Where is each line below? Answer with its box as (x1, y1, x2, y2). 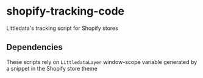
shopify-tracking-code (6, 4, 125, 18)
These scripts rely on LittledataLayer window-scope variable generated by (6, 58, 198, 65)
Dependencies (6, 42, 63, 52)
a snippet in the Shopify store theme (6, 65, 98, 72)
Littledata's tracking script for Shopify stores (6, 24, 119, 32)
